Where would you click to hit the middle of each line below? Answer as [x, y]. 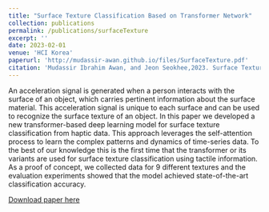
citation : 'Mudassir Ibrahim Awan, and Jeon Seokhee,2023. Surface [123, 68]
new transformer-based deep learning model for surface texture [114, 124]
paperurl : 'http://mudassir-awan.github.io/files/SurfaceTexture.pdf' [128, 61]
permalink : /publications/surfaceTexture [78, 30]
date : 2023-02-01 [37, 46]
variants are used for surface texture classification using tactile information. [133, 158]
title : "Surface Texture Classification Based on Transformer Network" [130, 16]
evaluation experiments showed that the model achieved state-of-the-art [128, 175]
